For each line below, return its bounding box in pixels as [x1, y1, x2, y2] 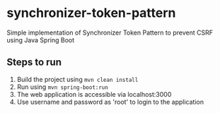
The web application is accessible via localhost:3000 [16, 90, 172, 98]
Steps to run [6, 56, 62, 69]
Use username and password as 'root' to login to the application [16, 97, 204, 106]
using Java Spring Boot [6, 35, 75, 44]
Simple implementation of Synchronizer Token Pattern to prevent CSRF [6, 28, 214, 37]
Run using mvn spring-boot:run [16, 83, 109, 91]
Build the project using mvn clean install [16, 75, 139, 83]
